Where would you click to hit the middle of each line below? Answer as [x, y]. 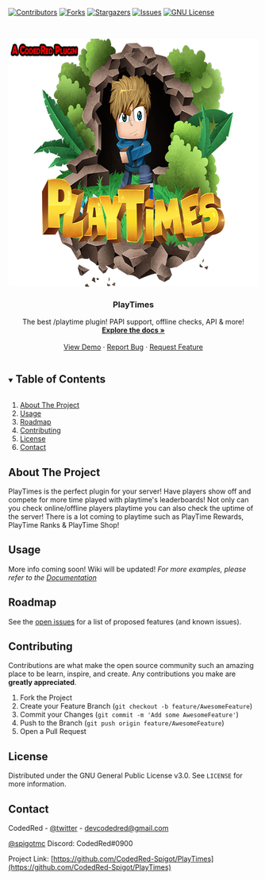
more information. [37, 784]
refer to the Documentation [52, 577]
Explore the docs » [133, 330]
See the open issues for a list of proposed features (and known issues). [125, 621]
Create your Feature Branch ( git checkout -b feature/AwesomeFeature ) [136, 706]
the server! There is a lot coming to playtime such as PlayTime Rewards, [126, 517]
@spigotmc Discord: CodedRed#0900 [71, 843]
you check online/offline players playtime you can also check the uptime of [131, 508]
